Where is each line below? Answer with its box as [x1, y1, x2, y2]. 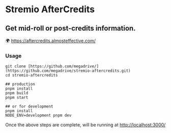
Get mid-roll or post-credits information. [5, 24, 136, 33]
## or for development [5, 104, 53, 109]
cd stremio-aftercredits [5, 73, 58, 78]
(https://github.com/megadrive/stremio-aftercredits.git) [5, 68, 131, 73]
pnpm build [5, 91, 28, 96]
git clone [5, 64, 26, 69]
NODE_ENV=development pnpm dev [5, 113, 72, 118]
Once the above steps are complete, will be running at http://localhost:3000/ [5, 122, 166, 128]
